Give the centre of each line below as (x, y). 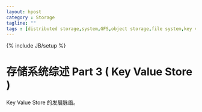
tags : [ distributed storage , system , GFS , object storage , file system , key (99, 29)
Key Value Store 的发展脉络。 (43, 102)
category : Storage (31, 17)
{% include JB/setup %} (36, 46)
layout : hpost (24, 12)
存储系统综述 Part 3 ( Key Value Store (99, 72)
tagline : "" (21, 23)
